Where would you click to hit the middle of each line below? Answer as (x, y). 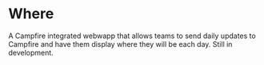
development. (31, 52)
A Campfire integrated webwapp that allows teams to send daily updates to (132, 36)
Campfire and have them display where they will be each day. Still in (120, 44)
